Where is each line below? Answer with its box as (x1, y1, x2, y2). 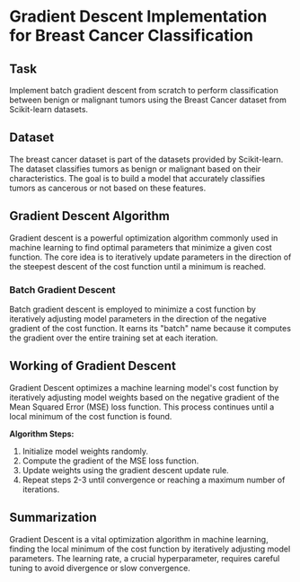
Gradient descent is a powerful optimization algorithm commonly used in (9, 232, 278, 243)
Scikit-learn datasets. (9, 104, 88, 114)
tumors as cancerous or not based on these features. (9, 182, 207, 193)
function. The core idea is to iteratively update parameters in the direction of (9, 251, 292, 262)
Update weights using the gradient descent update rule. (22, 464, 229, 475)
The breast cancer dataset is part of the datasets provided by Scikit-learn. (9, 154, 284, 164)
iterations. (22, 483, 60, 495)
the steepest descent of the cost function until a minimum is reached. (9, 260, 267, 271)
